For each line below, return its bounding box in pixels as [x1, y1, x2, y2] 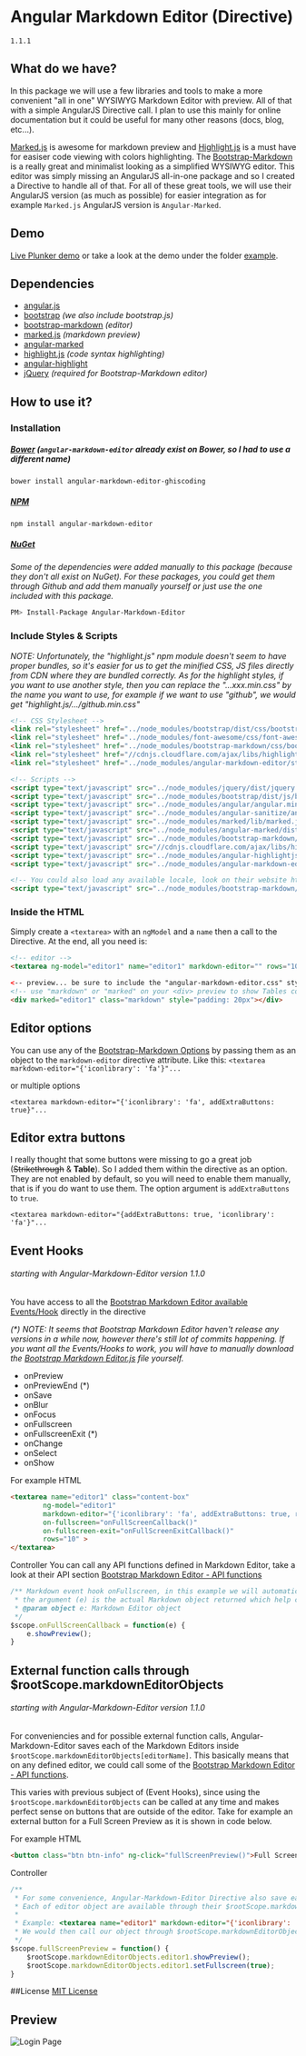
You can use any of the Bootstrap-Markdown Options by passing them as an [10, 1044, 296, 1055]
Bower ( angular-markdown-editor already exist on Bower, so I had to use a [10, 444, 291, 455]
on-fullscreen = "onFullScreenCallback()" [43, 1518, 198, 1527]
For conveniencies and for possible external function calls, [10, 1730, 230, 1742]
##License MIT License [10, 1986, 98, 1997]
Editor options [10, 1021, 92, 1036]
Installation [10, 421, 62, 434]
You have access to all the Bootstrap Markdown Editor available [10, 1297, 248, 1308]
